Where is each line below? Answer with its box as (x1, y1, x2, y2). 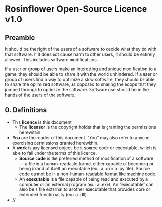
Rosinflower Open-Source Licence (5, 3, 147, 15)
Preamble (5, 33, 35, 41)
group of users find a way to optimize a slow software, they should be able (5, 77, 155, 82)
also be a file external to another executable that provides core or (19, 186, 151, 192)
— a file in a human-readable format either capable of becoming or (19, 160, 154, 166)
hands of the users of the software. (5, 92, 76, 98)
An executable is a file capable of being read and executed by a (19, 176, 148, 182)
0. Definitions (5, 106, 47, 114)
